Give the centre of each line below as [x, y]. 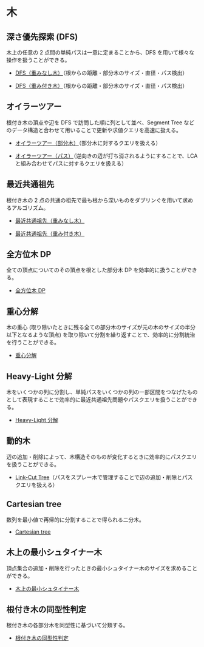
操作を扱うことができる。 [38, 60]
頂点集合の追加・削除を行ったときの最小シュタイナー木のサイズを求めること [102, 568]
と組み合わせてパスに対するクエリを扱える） [71, 163]
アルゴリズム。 [30, 207]
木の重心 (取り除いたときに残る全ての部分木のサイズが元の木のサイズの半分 [101, 327]
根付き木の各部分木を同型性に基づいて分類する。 [67, 625]
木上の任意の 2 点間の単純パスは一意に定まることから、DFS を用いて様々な [100, 52]
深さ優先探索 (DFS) [42, 37]
